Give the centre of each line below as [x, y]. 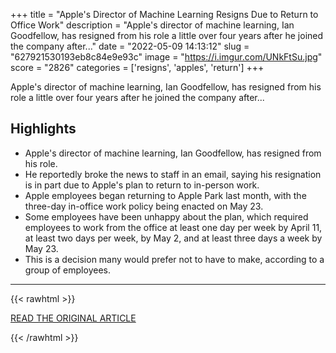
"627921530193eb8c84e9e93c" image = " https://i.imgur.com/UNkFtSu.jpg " [166, 57]
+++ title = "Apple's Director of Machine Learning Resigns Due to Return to [164, 14]
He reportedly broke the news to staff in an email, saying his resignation [173, 174]
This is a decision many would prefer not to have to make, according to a [174, 259]
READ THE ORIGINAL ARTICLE [73, 318]
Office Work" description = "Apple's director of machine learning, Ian [152, 25]
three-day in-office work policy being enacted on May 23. [144, 206]
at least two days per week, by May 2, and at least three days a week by [173, 238]
